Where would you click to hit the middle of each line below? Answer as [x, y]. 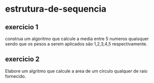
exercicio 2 [22, 59]
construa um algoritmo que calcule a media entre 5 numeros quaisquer [77, 39]
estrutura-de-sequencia [56, 9]
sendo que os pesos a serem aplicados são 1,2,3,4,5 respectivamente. [76, 44]
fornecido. [15, 76]
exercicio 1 [22, 27]
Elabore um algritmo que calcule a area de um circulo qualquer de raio [76, 71]
